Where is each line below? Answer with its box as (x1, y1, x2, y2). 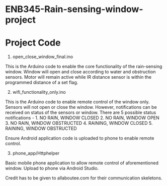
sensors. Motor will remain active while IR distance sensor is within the (5, 74, 152, 80)
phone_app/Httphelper (12, 150, 60, 156)
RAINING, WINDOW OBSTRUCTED (5, 125, 77, 131)
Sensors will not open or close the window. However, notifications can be (5, 104, 157, 110)
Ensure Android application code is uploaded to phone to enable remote (5, 135, 154, 141)
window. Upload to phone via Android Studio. (5, 165, 99, 171)
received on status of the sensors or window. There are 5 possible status (5, 109, 156, 116)
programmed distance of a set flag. (5, 79, 78, 86)
